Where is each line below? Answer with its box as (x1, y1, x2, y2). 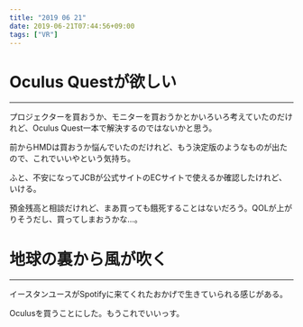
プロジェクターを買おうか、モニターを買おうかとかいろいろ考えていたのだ (9, 112, 286, 123)
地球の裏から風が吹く (9, 249, 169, 269)
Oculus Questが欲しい (9, 71, 178, 92)
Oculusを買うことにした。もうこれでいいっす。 (9, 308, 185, 319)
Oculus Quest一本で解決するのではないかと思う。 (32, 123, 217, 133)
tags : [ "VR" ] (9, 30, 59, 39)
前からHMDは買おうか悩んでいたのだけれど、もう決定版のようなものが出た (9, 141, 289, 153)
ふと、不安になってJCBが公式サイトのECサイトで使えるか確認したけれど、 (9, 172, 287, 183)
